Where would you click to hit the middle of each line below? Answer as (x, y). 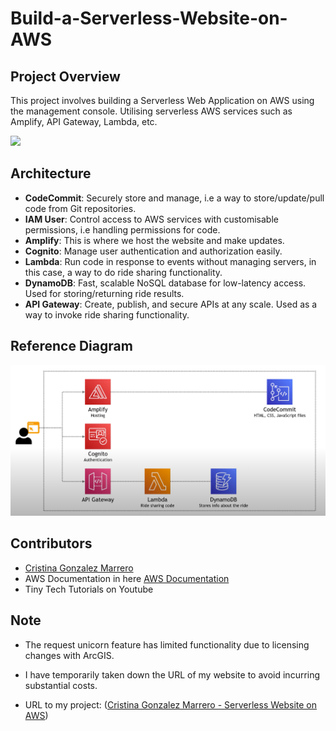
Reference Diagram (71, 346)
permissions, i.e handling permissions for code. (122, 229)
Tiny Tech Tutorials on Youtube (89, 589)
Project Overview (65, 76)
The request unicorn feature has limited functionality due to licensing (167, 644)
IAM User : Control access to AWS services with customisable (151, 219)
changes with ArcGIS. (69, 655)
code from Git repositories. (80, 208)
